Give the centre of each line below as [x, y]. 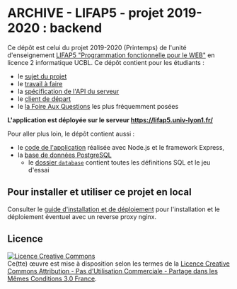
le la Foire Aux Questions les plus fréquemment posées [98, 106]
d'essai [39, 170]
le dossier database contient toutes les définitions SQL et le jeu [119, 162]
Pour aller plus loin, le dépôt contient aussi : [71, 134]
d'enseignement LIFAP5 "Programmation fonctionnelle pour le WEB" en [111, 55]
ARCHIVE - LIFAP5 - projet [86, 13]
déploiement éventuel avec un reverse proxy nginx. [82, 216]
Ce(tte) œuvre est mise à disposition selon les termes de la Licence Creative [118, 264]
